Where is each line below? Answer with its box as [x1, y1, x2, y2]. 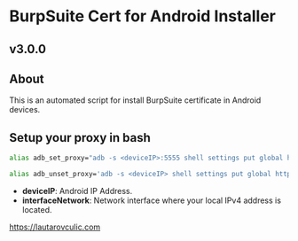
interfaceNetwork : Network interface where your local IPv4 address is [21, 195, 282, 206]
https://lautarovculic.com [9, 222, 101, 232]
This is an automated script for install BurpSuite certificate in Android [9, 95, 262, 105]
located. [21, 204, 52, 214]
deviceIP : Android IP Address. [21, 185, 133, 196]
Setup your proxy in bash [9, 130, 151, 145]
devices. [9, 105, 41, 115]
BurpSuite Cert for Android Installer [9, 6, 277, 27]
